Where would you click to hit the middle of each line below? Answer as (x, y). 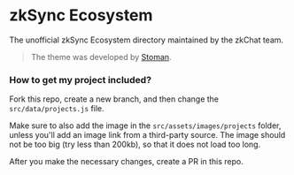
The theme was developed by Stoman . (101, 57)
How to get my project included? (81, 80)
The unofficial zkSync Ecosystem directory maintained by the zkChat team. (147, 40)
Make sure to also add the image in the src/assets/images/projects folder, (145, 126)
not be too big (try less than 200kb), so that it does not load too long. (135, 145)
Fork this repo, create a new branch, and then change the (114, 99)
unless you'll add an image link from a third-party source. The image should (147, 135)
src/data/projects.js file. (57, 109)
